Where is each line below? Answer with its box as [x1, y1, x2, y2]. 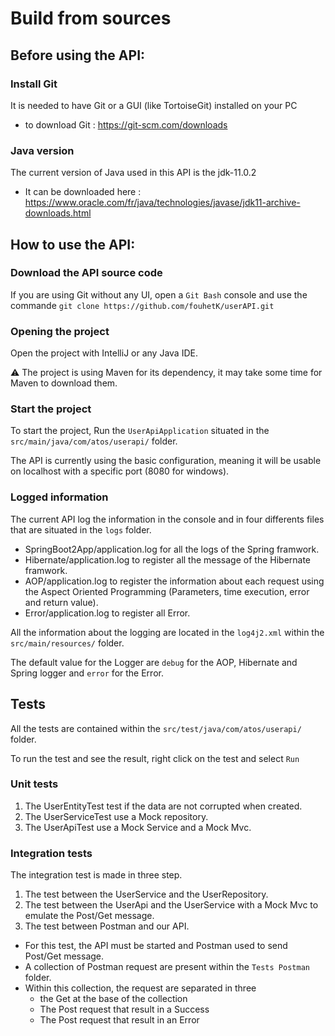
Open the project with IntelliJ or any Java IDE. [10, 347, 198, 359]
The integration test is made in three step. [10, 869, 183, 881]
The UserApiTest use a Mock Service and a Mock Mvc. [24, 821, 252, 833]
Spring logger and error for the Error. [10, 667, 164, 679]
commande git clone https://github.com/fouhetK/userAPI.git [10, 299, 275, 311]
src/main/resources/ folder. [10, 637, 125, 649]
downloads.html [24, 207, 92, 219]
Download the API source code [10, 266, 163, 280]
